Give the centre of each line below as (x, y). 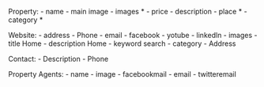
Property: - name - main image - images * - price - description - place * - (128, 11)
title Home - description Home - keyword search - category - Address (122, 43)
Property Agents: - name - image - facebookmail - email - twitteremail (123, 74)
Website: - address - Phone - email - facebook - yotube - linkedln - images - (133, 35)
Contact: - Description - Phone (58, 59)
